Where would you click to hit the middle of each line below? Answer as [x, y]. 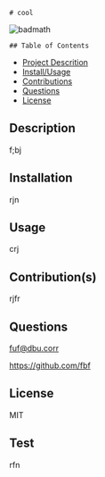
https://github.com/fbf [50, 365]
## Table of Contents [49, 46]
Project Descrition [55, 62]
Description [42, 128]
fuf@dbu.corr [34, 348]
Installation [41, 178]
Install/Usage [46, 72]
